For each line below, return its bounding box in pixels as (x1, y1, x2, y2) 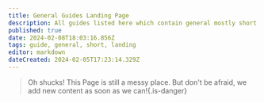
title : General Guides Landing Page (8, 11, 129, 20)
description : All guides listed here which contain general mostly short (8, 19, 258, 27)
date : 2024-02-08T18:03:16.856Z (8, 33, 115, 42)
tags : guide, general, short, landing (8, 41, 136, 49)
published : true (8, 26, 62, 34)
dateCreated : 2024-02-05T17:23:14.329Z (8, 56, 140, 64)
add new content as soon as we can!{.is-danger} (27, 86, 188, 95)
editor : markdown (8, 48, 66, 56)
